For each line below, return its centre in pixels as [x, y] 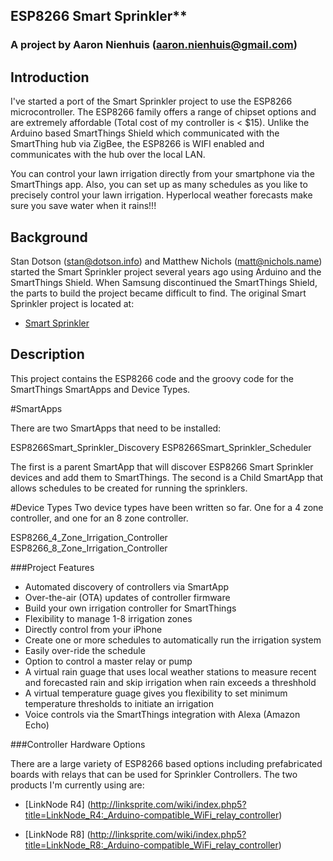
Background [49, 237]
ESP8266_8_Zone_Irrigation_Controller [89, 548]
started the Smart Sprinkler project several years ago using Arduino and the [166, 271]
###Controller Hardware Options [78, 744]
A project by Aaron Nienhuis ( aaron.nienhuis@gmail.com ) [154, 45]
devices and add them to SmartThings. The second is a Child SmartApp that [167, 477]
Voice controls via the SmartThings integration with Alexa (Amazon [162, 714]
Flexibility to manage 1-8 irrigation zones [108, 618]
